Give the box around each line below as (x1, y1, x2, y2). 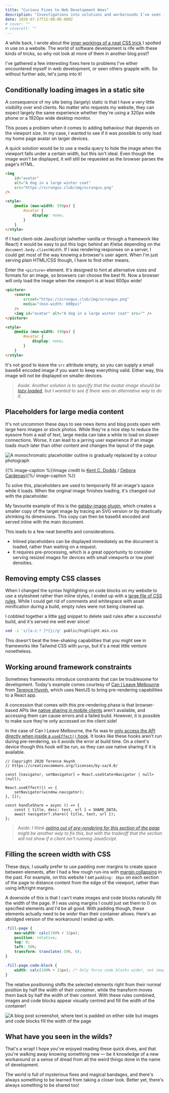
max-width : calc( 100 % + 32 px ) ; (14, 930, 80, 935)
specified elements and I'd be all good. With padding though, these (5, 905, 144, 911)
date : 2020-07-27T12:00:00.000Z (5, 17, 73, 22)
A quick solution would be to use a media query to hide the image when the (5, 145, 162, 151)
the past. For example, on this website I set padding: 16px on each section (5, 874, 159, 880)
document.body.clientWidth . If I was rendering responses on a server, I (5, 247, 152, 253)
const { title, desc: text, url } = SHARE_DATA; (14, 807, 118, 812)
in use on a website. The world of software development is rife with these (5, 45, 157, 51)
